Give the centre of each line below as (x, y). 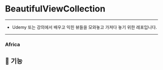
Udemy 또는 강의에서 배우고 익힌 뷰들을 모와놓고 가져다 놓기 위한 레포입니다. (84, 27)
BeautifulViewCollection (55, 9)
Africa (13, 44)
